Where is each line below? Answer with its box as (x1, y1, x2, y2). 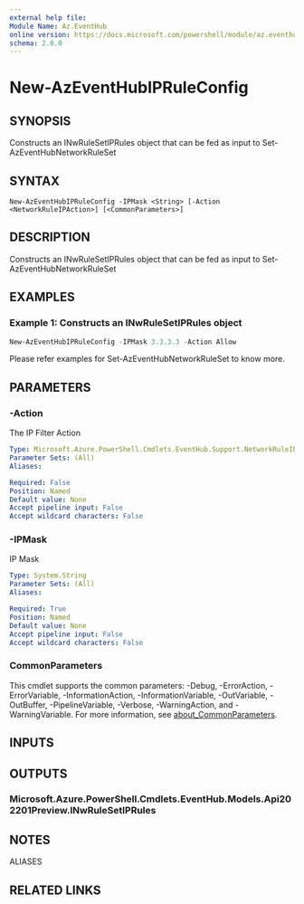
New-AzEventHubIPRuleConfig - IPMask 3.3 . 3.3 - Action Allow (9, 337, 237, 347)
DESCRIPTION (9, 230, 90, 245)
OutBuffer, (9, 699, 48, 710)
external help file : (9, 13, 88, 23)
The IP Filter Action (9, 427, 81, 439)
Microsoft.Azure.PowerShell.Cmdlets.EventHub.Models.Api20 (9, 793, 292, 805)
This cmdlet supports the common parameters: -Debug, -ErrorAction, (9, 680, 269, 690)
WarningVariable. (9, 709, 74, 719)
